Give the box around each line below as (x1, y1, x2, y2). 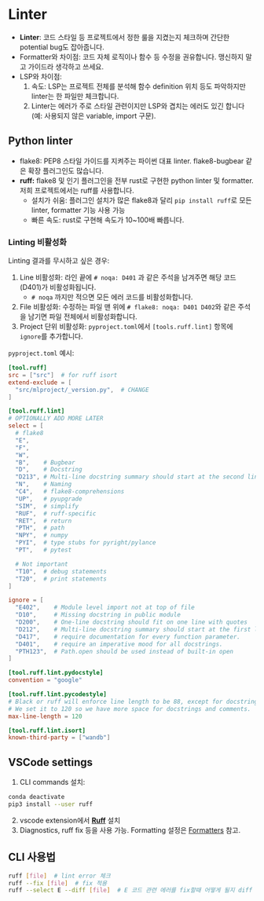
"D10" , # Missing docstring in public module (15, 611, 181, 619)
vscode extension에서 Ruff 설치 (19, 815, 121, 825)
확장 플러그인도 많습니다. (27, 166, 104, 175)
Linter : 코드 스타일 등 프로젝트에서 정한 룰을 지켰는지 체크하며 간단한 (19, 32, 230, 42)
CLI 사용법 (8, 851, 57, 864)
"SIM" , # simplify (15, 502, 79, 510)
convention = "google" (8, 676, 82, 684)
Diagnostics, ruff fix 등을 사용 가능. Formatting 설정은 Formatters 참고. (19, 825, 241, 834)
